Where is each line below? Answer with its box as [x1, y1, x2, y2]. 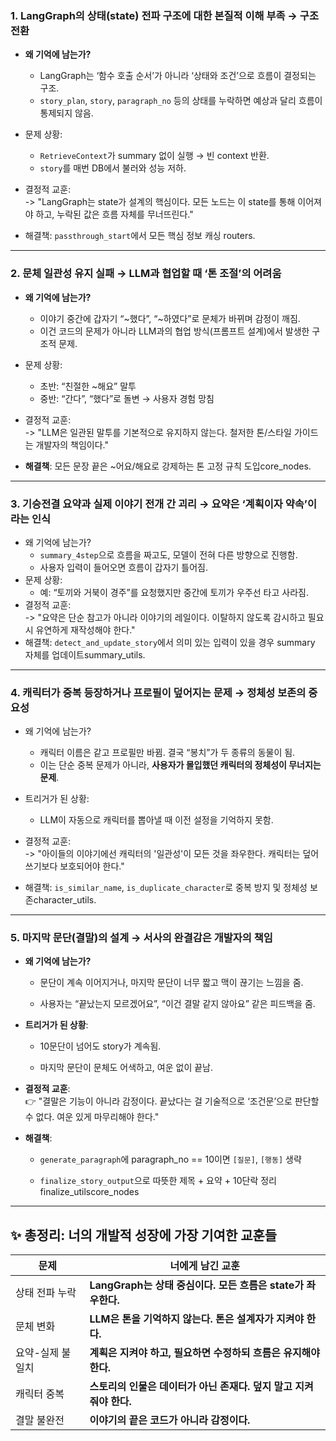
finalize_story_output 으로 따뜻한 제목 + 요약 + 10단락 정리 [39, 1175, 277, 1187]
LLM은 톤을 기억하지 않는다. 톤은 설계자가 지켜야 [89, 1312, 305, 1326]
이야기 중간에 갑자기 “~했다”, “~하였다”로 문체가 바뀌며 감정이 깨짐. [39, 312, 301, 324]
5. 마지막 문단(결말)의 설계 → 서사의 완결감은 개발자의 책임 [10, 931, 273, 945]
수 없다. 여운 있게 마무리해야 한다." [24, 1111, 160, 1123]
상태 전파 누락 [15, 1286, 77, 1300]
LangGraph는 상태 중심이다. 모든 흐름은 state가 [89, 1278, 305, 1292]
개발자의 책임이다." [35, 438, 109, 451]
